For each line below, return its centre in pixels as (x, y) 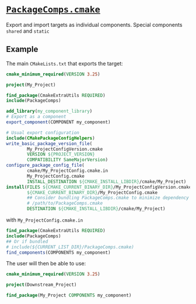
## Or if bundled (27, 241)
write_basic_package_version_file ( (49, 144)
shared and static (28, 31)
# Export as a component (36, 117)
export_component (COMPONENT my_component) (58, 122)
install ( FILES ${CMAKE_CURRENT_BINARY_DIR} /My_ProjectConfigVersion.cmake (99, 187)
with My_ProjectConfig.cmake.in (45, 220)
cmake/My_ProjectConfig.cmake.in (68, 171)
